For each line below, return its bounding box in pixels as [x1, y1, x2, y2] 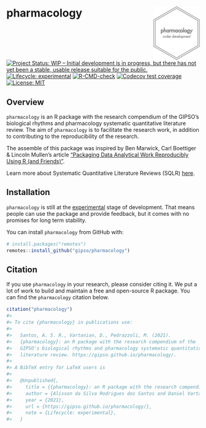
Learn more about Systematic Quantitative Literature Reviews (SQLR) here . [6, 169, 195, 177]
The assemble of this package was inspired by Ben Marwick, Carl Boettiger [6, 145, 197, 151]
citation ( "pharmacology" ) [6, 307, 72, 313]
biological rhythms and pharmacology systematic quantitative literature [6, 120, 186, 127]
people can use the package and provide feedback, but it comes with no [6, 210, 189, 217]
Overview [6, 97, 45, 107]
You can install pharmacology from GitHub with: [6, 228, 124, 235]
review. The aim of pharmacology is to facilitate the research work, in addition [6, 126, 199, 133]
